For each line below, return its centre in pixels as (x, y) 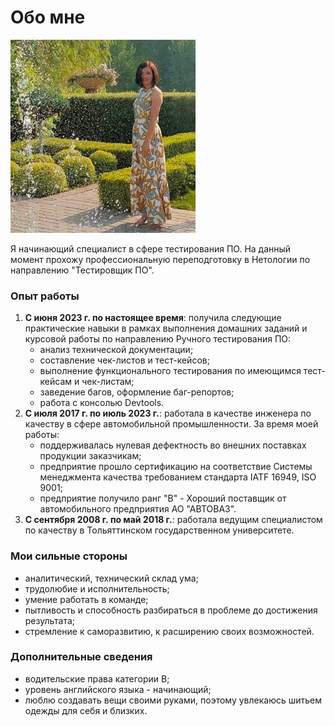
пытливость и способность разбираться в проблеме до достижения (171, 610)
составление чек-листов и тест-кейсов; (124, 360)
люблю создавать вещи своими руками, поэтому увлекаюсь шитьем (173, 700)
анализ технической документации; (116, 350)
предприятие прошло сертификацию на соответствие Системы (176, 467)
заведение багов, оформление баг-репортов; (137, 392)
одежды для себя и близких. (86, 710)
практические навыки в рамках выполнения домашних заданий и (166, 328)
